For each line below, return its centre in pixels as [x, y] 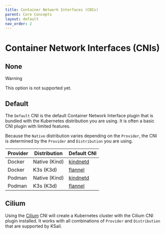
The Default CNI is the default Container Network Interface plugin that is [79, 116]
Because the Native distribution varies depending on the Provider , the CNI [81, 136]
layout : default [22, 19]
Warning [14, 78]
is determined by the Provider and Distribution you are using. [69, 141]
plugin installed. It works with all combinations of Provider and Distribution [83, 221]
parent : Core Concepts [28, 14]
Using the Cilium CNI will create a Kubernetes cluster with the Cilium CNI [79, 215]
